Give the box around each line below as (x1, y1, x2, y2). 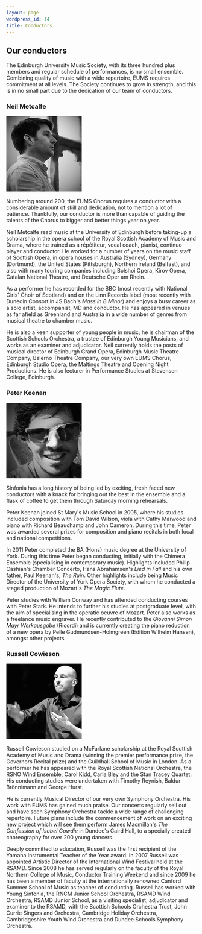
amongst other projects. (6, 634, 66, 642)
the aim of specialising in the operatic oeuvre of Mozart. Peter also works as (6, 609, 196, 616)
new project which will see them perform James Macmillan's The (6, 821, 168, 828)
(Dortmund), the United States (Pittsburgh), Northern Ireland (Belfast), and (6, 260, 191, 268)
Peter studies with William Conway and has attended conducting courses (6, 596, 188, 603)
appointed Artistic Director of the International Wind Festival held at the (6, 858, 183, 865)
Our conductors (6, 45, 68, 55)
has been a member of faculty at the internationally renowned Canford (6, 877, 181, 885)
